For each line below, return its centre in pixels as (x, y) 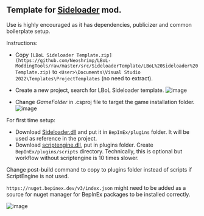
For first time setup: (31, 120)
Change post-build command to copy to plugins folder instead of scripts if (99, 169)
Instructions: (22, 43)
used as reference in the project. (56, 138)
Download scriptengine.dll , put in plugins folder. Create (84, 145)
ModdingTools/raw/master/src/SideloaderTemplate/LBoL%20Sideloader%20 (107, 66)
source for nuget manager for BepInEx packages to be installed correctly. (98, 194)
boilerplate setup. (28, 31)
